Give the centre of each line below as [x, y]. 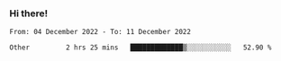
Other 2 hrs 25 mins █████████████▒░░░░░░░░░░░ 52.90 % [140, 48]
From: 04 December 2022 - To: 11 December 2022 [100, 32]
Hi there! [29, 13]
